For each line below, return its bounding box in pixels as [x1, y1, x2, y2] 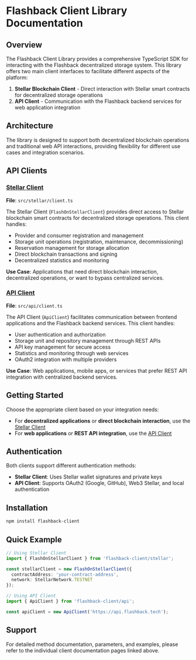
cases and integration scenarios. [6, 149, 85, 156]
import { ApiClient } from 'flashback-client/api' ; [6, 599, 135, 604]
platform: [6, 74, 28, 81]
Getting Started [6, 390, 64, 400]
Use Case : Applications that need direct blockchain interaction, [6, 268, 159, 275]
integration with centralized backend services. [6, 373, 118, 380]
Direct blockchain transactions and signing [14, 250, 118, 257]
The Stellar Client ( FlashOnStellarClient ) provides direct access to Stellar [6, 208, 184, 215]
